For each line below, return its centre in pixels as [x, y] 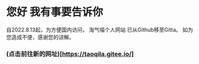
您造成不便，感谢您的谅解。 [40, 37]
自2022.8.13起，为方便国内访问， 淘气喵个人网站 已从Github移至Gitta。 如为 [99, 30]
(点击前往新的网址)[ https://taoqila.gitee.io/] [70, 54]
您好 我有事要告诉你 [55, 12]
